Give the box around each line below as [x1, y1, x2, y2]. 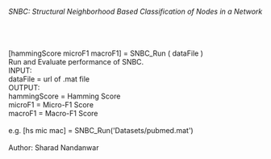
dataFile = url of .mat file [8, 74, 90, 84]
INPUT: [8, 65, 32, 76]
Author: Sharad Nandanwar [8, 143, 99, 153]
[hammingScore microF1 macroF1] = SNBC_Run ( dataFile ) [8, 48, 204, 58]
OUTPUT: [8, 83, 40, 93]
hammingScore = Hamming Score [8, 91, 121, 101]
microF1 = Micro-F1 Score [8, 100, 94, 110]
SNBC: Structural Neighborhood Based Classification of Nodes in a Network [8, 6, 263, 16]
